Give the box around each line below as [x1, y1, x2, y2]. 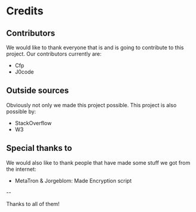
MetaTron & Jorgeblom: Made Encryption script [14, 177, 132, 184]
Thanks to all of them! [6, 200, 60, 207]
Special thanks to [6, 143, 72, 153]
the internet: [6, 165, 36, 172]
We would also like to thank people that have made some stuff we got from [6, 159, 191, 166]
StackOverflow [14, 119, 52, 126]
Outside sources [6, 86, 69, 96]
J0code [14, 68, 34, 75]
